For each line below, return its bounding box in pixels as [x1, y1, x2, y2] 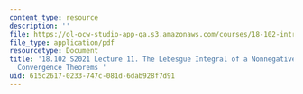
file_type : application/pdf [9, 38, 115, 47]
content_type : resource [9, 13, 99, 22]
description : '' [9, 21, 70, 30]
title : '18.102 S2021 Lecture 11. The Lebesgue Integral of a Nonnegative [9, 55, 297, 64]
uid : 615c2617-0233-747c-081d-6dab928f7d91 [9, 72, 176, 81]
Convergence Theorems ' [17, 64, 106, 73]
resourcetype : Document [9, 47, 99, 56]
